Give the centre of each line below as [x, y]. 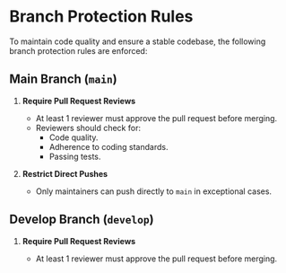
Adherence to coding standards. [108, 146]
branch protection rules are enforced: [78, 50]
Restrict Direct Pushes [65, 173]
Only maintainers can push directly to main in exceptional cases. [153, 191]
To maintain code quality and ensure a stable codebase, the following [138, 41]
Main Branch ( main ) [64, 79]
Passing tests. [75, 156]
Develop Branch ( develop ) [82, 220]
